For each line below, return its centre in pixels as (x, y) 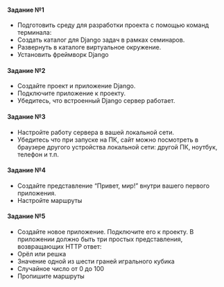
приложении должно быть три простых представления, (100, 239)
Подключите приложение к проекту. (71, 93)
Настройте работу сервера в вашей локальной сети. (96, 132)
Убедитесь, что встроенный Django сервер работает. (96, 101)
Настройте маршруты (50, 200)
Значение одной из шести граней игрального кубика (96, 261)
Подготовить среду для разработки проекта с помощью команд (113, 25)
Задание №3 (27, 117)
